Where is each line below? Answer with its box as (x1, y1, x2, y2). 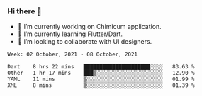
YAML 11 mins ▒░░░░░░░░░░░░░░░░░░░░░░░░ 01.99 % (7, 76, 195, 83)
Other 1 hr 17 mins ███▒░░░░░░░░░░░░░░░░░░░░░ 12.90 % (7, 70, 195, 77)
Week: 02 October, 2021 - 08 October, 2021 (7, 51, 138, 59)
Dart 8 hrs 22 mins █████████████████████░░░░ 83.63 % (7, 64, 195, 71)
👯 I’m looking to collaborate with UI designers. (17, 37, 152, 46)
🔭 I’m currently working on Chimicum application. (17, 23, 162, 31)
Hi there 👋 (7, 6, 43, 16)
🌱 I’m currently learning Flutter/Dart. (17, 30, 123, 38)
